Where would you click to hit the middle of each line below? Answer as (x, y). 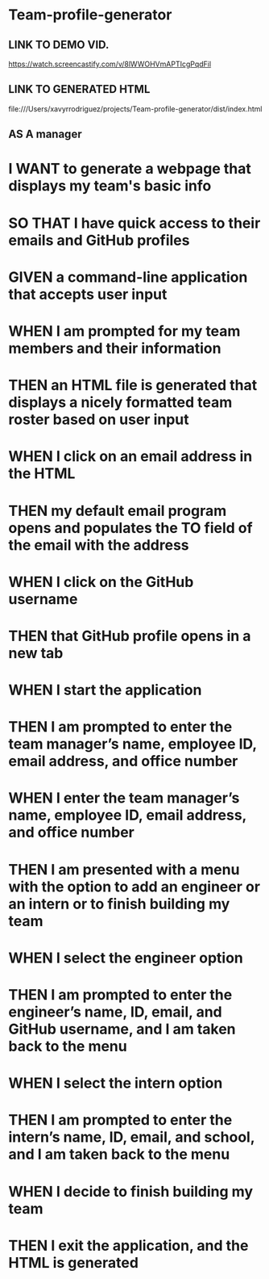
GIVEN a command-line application (128, 277)
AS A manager (45, 134)
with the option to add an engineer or (134, 887)
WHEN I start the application (105, 690)
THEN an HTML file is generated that (133, 386)
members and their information (115, 348)
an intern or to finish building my (119, 904)
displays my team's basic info (110, 186)
